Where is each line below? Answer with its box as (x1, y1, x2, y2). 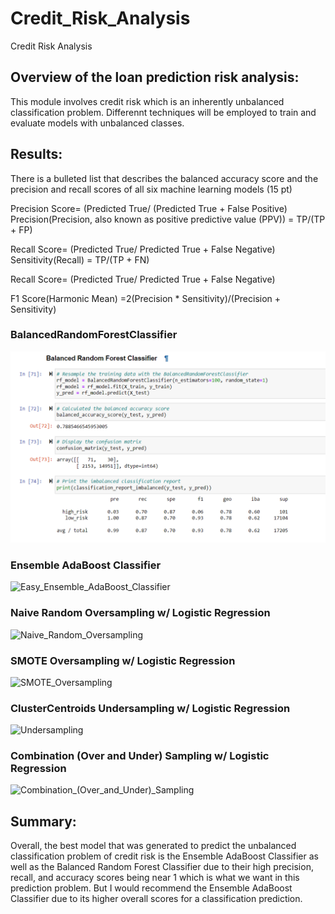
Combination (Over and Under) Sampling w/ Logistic (10, 749, 270, 763)
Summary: (10, 813, 77, 830)
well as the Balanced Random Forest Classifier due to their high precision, (10, 861, 314, 873)
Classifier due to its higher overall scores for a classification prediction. (10, 893, 303, 905)
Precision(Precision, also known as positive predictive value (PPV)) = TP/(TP (10, 213, 326, 225)
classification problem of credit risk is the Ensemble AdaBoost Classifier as (10, 850, 319, 862)
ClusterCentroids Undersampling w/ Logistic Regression (10, 701, 291, 715)
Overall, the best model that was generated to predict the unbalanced (10, 840, 297, 852)
